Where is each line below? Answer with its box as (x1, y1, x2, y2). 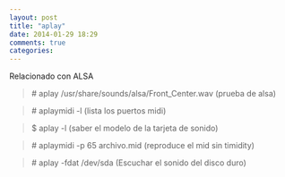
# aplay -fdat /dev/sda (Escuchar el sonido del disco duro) (30, 157, 246, 168)
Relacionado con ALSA (9, 71, 94, 81)
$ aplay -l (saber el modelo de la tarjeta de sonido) (30, 122, 219, 134)
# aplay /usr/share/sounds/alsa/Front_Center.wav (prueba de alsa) (30, 88, 276, 99)
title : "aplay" (9, 21, 66, 30)
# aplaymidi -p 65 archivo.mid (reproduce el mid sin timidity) (30, 140, 255, 151)
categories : (9, 46, 54, 55)
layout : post (9, 13, 58, 22)
